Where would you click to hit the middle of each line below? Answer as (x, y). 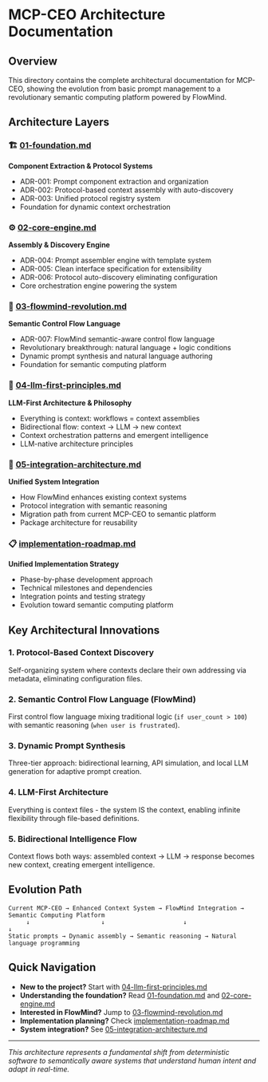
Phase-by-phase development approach (86, 579)
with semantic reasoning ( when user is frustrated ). (94, 725)
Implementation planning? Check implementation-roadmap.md (124, 1021)
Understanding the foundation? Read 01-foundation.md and (120, 995)
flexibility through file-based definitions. (74, 818)
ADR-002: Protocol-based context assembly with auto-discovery (126, 190)
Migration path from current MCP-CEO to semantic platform (118, 514)
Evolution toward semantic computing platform (97, 605)
